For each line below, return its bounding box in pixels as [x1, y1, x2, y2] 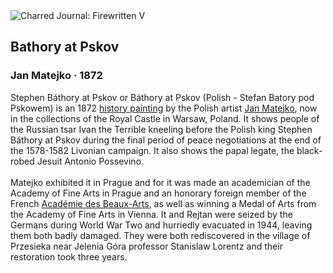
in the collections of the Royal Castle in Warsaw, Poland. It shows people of [10, 112, 320, 124]
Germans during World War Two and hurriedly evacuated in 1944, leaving [10, 219, 313, 231]
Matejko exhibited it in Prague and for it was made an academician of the [10, 176, 311, 188]
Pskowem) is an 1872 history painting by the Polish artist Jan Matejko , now [10, 102, 318, 114]
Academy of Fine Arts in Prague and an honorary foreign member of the [10, 187, 307, 199]
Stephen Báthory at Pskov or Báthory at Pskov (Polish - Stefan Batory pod [10, 91, 315, 103]
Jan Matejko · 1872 [10, 69, 103, 83]
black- [296, 144, 323, 156]
